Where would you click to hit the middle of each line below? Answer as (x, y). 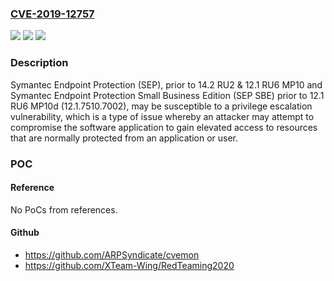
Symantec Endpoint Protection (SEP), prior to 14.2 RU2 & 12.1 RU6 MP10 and (166, 84)
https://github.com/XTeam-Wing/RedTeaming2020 (129, 265)
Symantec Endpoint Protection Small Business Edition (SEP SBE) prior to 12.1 (167, 95)
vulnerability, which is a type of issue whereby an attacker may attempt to (162, 116)
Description (39, 63)
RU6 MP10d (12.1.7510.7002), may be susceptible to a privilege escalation (161, 106)
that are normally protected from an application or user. (124, 138)
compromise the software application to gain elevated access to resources (164, 127)
